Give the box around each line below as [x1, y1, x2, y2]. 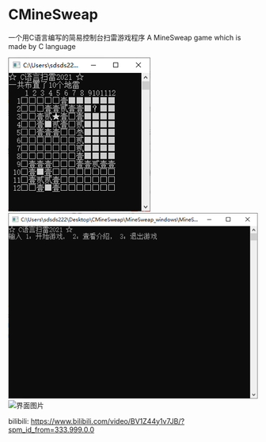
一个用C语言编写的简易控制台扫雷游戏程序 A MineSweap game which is [8, 32, 241, 42]
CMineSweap [8, 6, 99, 24]
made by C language [8, 41, 77, 51]
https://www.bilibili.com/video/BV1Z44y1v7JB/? [30, 416, 184, 425]
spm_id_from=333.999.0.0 [8, 425, 95, 434]
